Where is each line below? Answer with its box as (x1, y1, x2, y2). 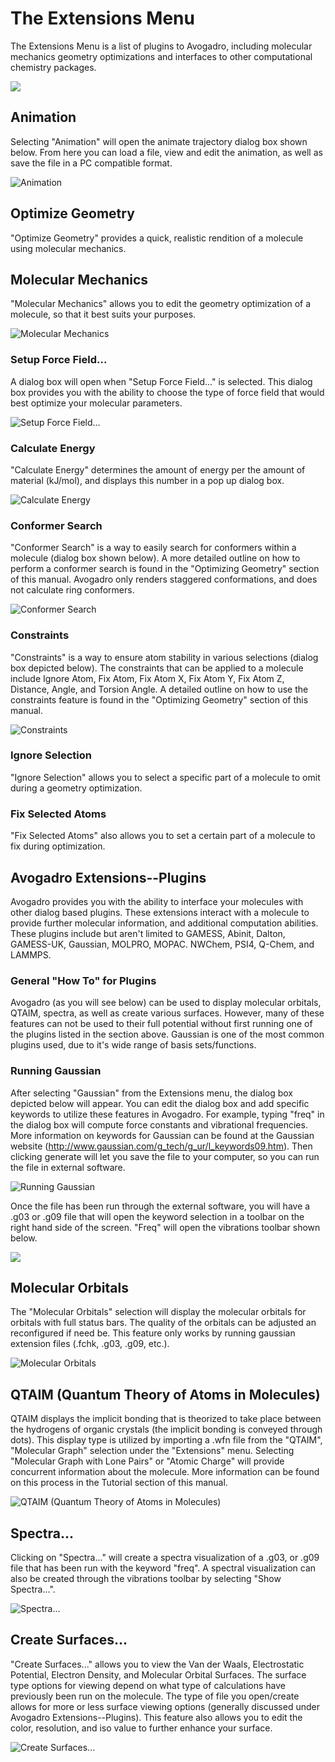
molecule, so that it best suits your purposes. (10, 308, 197, 321)
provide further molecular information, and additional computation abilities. (10, 917, 319, 929)
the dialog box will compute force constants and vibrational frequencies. (10, 1118, 308, 1131)
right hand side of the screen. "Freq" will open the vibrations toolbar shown (10, 1221, 321, 1233)
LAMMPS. (10, 948, 52, 961)
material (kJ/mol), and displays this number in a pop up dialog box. (10, 474, 285, 486)
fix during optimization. (10, 840, 106, 852)
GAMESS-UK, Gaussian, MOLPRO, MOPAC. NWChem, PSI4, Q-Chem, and (10, 938, 315, 950)
